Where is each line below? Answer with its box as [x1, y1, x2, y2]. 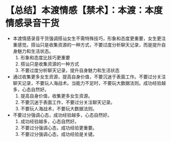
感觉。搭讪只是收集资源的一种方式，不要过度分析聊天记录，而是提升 [17, 41, 162, 48]
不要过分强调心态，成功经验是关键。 [20, 131, 98, 137]
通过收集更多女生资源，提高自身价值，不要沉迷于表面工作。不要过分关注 [12, 74, 166, 80]
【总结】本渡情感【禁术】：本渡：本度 [5, 5, 163, 16]
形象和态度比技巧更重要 [20, 54, 70, 60]
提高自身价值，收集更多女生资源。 [20, 92, 93, 99]
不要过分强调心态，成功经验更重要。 [20, 125, 98, 131]
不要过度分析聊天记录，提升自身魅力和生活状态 [20, 67, 120, 73]
